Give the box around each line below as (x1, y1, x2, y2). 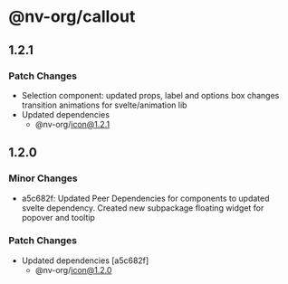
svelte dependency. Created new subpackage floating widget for (21, 202, 264, 213)
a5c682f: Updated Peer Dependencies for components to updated (21, 193, 270, 204)
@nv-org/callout (8, 6, 136, 27)
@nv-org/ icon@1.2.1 (34, 118, 110, 129)
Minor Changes (8, 172, 78, 185)
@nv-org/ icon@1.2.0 (34, 264, 112, 275)
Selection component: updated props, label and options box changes (21, 90, 280, 100)
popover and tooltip (21, 212, 96, 222)
